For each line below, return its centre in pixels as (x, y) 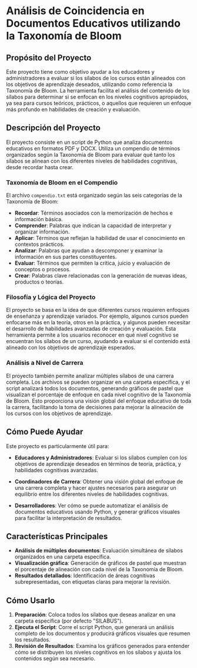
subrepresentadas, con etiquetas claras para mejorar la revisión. (93, 582)
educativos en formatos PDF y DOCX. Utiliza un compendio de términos (93, 148)
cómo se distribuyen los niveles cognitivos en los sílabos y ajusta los (98, 652)
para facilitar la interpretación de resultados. (68, 518)
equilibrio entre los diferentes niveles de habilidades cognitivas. (92, 494)
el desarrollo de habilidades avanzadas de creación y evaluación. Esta (91, 329)
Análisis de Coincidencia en (76, 11)
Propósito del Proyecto (49, 57)
